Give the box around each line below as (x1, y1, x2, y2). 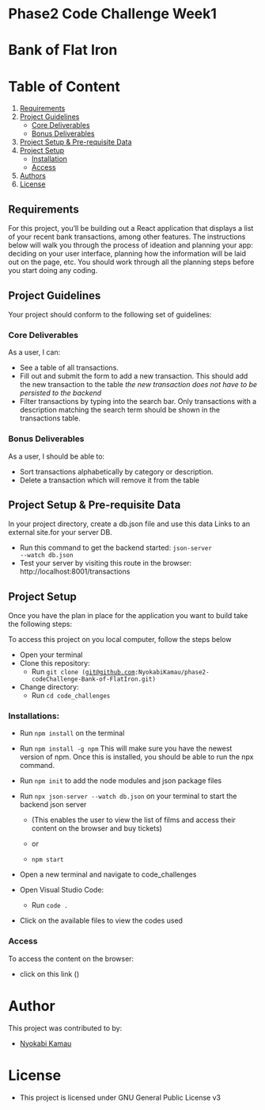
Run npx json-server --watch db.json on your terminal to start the (19, 791, 237, 801)
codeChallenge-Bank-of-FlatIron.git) (31, 675, 157, 683)
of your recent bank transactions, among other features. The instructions (8, 232, 246, 242)
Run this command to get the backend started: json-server (19, 543, 212, 552)
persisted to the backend (19, 388, 102, 398)
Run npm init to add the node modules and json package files (19, 776, 222, 785)
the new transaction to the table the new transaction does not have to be (19, 380, 258, 390)
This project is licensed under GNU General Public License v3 (19, 1093, 221, 1102)
